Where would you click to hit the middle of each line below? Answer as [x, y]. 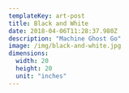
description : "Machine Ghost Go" [65, 38]
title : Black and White [49, 23]
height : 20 [34, 69]
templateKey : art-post [47, 16]
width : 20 [32, 61]
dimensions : [28, 53]
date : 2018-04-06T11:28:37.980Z [63, 31]
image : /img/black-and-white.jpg [65, 46]
